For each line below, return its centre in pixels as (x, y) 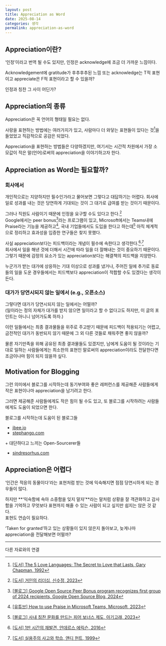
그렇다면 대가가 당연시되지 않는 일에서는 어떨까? (51, 304)
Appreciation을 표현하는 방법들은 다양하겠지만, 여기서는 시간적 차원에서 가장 (79, 147)
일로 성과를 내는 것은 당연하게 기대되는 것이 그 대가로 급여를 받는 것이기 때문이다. (83, 203)
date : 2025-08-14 (23, 19)
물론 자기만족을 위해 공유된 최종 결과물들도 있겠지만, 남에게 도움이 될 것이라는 (80, 344)
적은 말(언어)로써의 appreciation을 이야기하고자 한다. (69, 153)
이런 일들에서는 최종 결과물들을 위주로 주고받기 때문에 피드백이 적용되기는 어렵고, (83, 327)
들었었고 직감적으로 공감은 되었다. (38, 136)
